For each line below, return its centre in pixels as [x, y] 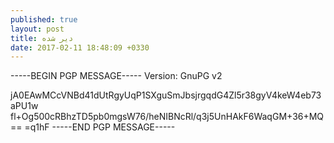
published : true [44, 19]
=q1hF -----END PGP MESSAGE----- [100, 127]
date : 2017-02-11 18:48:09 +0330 [80, 47]
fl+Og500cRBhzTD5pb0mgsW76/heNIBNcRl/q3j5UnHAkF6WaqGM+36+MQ [167, 117]
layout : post [37, 29]
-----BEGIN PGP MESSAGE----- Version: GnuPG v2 [116, 76]
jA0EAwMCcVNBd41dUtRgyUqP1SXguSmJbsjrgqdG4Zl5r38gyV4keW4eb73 [166, 95]
